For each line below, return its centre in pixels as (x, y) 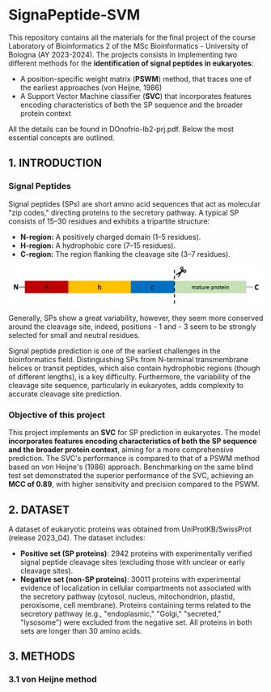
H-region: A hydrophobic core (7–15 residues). (98, 246)
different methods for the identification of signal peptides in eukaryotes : (131, 63)
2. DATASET (39, 509)
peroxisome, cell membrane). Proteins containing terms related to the (135, 604)
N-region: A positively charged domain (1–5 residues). (110, 237)
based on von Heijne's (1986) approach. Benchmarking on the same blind (131, 467)
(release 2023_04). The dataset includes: (77, 537)
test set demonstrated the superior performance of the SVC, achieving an (131, 476)
